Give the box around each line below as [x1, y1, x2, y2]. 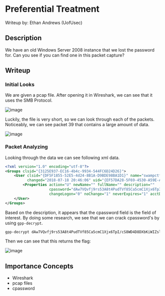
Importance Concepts [5, 262, 74, 270]
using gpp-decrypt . [5, 220, 43, 226]
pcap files [12, 280, 33, 286]
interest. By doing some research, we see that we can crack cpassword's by [5, 215, 160, 220]
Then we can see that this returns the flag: [5, 238, 91, 244]
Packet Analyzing [5, 143, 48, 150]
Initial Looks [5, 81, 35, 88]
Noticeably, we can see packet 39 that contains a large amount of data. [5, 122, 150, 128]
